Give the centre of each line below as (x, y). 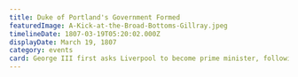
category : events (41, 50)
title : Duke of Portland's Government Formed (94, 17)
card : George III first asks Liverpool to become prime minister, (134, 58)
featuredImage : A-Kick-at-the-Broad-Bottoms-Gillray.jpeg (118, 26)
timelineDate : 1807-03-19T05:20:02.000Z (85, 34)
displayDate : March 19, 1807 (63, 42)
